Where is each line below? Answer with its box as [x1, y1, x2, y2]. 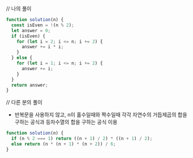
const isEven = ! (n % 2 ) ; [11, 22, 75, 28]
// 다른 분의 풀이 [6, 99, 43, 106]
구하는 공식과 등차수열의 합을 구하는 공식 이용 [14, 119, 118, 126]
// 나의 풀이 [6, 5, 32, 12]
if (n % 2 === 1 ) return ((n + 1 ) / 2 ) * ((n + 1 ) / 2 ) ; [11, 136, 153, 142]
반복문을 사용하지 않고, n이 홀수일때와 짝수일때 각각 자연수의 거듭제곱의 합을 [14, 111, 188, 118]
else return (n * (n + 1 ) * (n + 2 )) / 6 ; [11, 141, 116, 147]
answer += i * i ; [21, 44, 64, 50]
